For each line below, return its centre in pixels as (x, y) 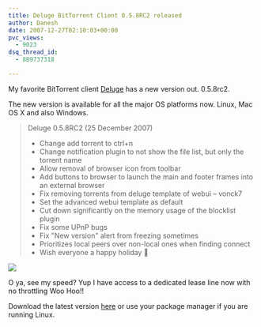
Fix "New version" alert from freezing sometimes (119, 235)
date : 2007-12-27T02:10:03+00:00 (63, 30)
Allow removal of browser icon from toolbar (110, 168)
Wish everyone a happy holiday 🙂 (94, 252)
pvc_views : (26, 38)
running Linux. (32, 314)
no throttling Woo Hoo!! (46, 291)
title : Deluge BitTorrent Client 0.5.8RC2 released (95, 15)
